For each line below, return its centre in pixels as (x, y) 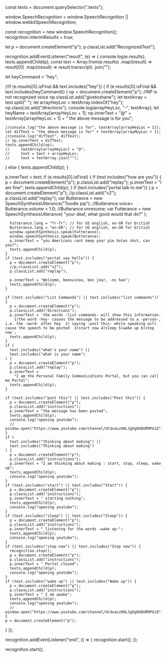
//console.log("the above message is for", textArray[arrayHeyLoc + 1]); (83, 127)
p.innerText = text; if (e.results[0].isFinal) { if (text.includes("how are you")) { (83, 177)
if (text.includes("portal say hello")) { (50, 258)
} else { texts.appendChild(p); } (37, 167)
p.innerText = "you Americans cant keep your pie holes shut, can (80, 241)
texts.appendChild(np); (30, 145)
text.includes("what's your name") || (50, 350)
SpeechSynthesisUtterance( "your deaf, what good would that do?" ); (76, 214)
